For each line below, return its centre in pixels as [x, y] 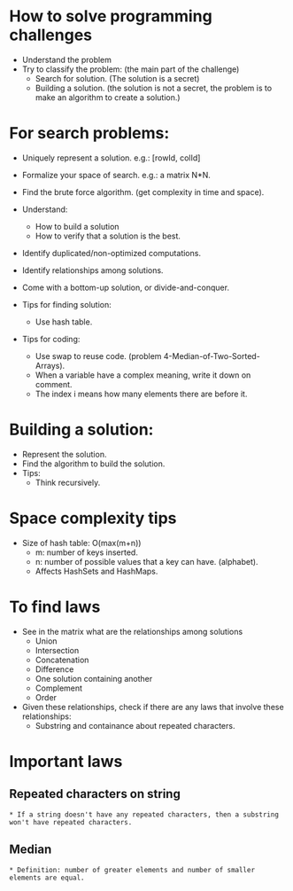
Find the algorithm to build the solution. [93, 464]
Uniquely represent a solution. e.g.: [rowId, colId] [111, 158]
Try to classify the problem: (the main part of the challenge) [131, 69]
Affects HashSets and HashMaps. [96, 571]
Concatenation [62, 660]
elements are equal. [47, 878]
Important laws [66, 761]
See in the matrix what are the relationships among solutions [132, 631]
